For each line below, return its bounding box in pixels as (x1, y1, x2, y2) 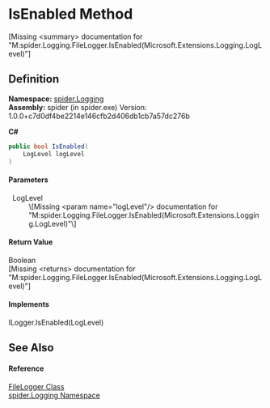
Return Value (8, 237, 53, 247)
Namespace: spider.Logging (8, 94, 104, 104)
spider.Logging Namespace (8, 390, 101, 400)
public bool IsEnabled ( (8, 142, 89, 151)
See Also (8, 341, 54, 355)
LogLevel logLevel (23, 150, 85, 158)
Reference (8, 363, 44, 373)
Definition (8, 72, 59, 86)
